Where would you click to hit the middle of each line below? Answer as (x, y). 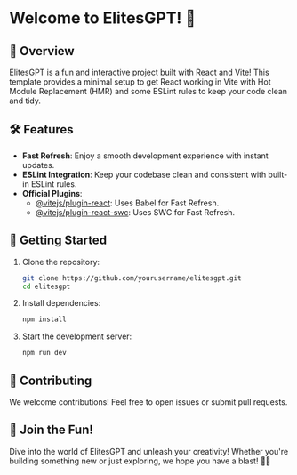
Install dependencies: (61, 303)
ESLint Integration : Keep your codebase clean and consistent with (144, 174)
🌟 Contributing (51, 380)
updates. (38, 165)
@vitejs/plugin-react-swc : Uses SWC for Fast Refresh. (135, 212)
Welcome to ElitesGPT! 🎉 (103, 18)
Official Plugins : (52, 193)
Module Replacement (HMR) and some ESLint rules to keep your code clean (148, 91)
